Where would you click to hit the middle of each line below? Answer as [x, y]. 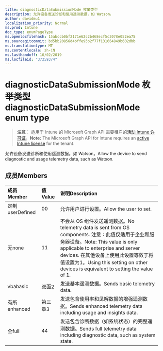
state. [66, 341]
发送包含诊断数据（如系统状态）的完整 [104, 321]
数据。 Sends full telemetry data [101, 329]
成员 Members [26, 175]
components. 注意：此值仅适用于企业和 [105, 235]
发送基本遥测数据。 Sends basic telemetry [107, 284]
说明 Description [79, 193]
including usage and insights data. [99, 313]
